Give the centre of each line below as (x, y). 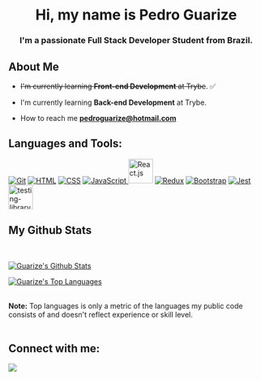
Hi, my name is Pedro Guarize (136, 15)
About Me (34, 67)
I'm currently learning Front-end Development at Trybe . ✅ (118, 86)
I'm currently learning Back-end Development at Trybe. (113, 102)
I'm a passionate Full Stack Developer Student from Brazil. (136, 41)
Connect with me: (54, 348)
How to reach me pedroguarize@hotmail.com (98, 118)
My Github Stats (50, 230)
